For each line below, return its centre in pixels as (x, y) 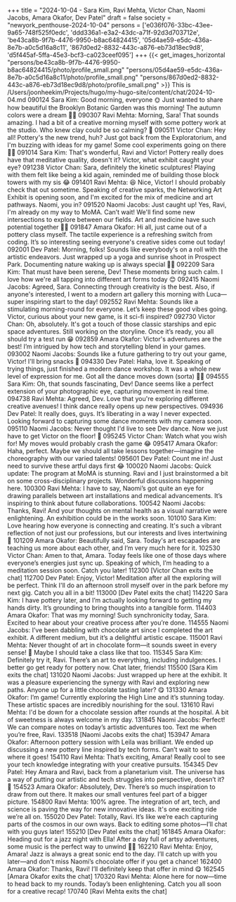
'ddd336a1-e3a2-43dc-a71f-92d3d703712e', (135, 32)
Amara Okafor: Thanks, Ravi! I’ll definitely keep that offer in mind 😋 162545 (116, 869)
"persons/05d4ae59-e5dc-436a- (174, 70)
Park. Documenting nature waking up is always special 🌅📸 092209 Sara (111, 264)
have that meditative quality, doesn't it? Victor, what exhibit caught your (111, 160)
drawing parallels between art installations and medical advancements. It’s (115, 496)
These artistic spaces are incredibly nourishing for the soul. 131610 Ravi (111, 705)
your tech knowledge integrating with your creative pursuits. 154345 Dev (113, 764)
